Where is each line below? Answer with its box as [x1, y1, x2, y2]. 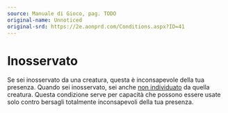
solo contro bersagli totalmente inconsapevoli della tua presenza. [7, 98, 194, 106]
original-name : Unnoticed [7, 17, 82, 24]
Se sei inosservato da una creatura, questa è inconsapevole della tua [7, 76, 205, 84]
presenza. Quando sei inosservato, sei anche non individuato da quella [7, 83, 210, 92]
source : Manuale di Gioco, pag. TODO [7, 10, 117, 17]
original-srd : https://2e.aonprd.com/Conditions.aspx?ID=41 [7, 23, 186, 30]
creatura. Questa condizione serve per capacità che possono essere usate [7, 91, 221, 99]
